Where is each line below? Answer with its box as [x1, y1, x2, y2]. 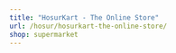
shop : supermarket [9, 30, 79, 39]
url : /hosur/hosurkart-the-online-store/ [9, 22, 168, 31]
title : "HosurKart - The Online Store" [9, 13, 160, 22]
